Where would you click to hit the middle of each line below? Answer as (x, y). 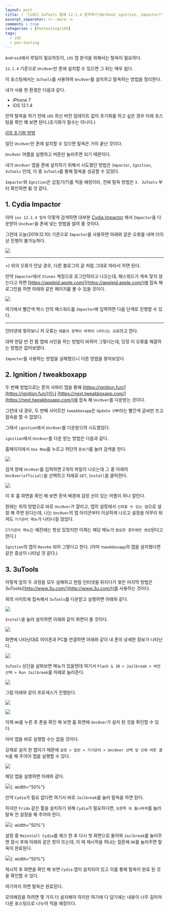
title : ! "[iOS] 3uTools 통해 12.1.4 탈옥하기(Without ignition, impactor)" (84, 15)
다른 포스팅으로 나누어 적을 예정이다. (41, 903)
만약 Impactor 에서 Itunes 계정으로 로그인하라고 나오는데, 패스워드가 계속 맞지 (81, 276)
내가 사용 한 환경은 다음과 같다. (35, 90)
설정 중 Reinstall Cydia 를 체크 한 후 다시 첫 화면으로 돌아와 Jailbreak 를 (77, 836)
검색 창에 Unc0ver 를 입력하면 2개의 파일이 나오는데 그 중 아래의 (67, 469)
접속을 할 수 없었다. (24, 417)
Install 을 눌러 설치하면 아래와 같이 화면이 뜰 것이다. (57, 619)
